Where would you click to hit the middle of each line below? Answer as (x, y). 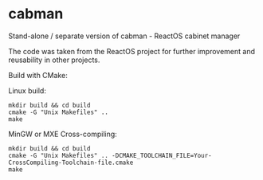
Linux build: (27, 90)
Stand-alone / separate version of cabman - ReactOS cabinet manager (124, 36)
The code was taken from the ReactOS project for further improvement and (132, 51)
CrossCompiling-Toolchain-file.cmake (71, 162)
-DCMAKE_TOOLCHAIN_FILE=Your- (162, 155)
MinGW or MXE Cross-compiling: (63, 134)
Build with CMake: (38, 75)
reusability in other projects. (54, 60)
